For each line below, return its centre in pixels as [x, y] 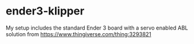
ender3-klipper [45, 11]
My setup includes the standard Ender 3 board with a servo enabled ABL [97, 28]
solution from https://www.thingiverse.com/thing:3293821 [79, 34]
